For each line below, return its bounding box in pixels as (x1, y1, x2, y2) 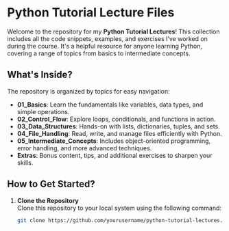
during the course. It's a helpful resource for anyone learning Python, (7, 42, 203, 50)
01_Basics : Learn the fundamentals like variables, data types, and (16, 100, 204, 109)
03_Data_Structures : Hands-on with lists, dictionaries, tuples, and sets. (16, 122, 221, 131)
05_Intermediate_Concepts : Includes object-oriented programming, (16, 137, 211, 145)
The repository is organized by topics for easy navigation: (7, 87, 170, 95)
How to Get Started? (7, 178, 96, 190)
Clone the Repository (16, 196, 79, 204)
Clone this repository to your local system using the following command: (16, 204, 221, 212)
